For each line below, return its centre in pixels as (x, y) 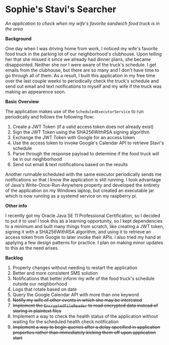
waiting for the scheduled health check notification (66, 322)
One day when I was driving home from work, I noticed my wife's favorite (81, 48)
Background (18, 39)
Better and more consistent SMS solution (55, 273)
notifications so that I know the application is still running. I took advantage (83, 179)
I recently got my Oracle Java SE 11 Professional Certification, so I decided (83, 215)
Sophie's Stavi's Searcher (61, 9)
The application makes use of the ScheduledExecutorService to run (75, 111)
